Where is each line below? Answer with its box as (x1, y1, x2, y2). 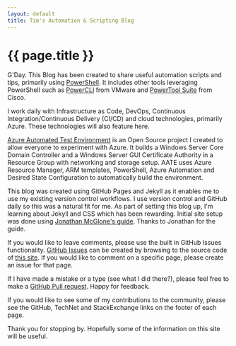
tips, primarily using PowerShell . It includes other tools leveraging (7, 79, 198, 87)
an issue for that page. (7, 261, 73, 270)
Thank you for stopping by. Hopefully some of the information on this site (7, 325, 220, 333)
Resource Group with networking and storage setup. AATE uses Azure (7, 158, 212, 167)
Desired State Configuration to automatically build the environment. (7, 173, 203, 182)
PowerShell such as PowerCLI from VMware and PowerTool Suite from (7, 86, 213, 94)
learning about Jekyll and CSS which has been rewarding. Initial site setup (7, 209, 223, 218)
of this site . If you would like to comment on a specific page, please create (7, 253, 224, 262)
